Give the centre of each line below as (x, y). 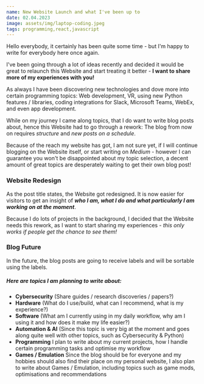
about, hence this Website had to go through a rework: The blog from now (99, 127)
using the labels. (27, 267)
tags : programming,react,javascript (53, 29)
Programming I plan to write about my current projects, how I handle (101, 341)
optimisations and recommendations (61, 374)
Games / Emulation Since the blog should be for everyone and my (98, 355)
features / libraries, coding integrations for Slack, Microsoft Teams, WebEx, (100, 102)
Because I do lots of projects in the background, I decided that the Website (100, 219)
